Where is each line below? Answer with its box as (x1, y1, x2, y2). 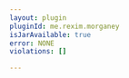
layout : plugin (9, 13, 67, 23)
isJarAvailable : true (9, 30, 92, 39)
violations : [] (9, 47, 67, 56)
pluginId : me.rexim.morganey (9, 22, 120, 31)
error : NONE (9, 38, 55, 48)
